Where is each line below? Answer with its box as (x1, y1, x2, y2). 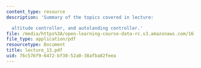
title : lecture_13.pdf (6, 47, 63, 54)
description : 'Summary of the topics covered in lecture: (6, 14, 154, 20)
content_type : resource (6, 8, 66, 15)
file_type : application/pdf (6, 36, 77, 42)
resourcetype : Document (6, 42, 66, 48)
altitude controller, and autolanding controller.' (11, 25, 144, 31)
